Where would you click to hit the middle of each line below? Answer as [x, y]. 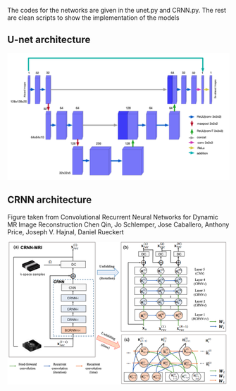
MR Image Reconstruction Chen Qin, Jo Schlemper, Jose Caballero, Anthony [118, 224]
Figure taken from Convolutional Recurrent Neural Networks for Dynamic [113, 217]
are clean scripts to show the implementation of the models [93, 18]
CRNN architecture [50, 200]
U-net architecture [49, 40]
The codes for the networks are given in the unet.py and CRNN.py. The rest [117, 10]
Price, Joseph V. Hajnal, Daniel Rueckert [66, 231]
